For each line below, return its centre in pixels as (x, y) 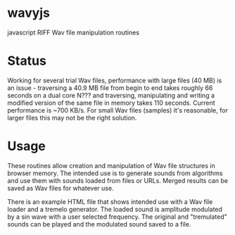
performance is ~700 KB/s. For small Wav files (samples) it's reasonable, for (118, 110)
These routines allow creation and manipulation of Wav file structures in (112, 165)
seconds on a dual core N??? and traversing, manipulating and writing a (111, 95)
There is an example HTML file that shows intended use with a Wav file (110, 201)
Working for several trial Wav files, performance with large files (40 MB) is (115, 80)
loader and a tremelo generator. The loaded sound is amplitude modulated (115, 209)
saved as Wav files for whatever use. (61, 188)
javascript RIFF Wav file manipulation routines (73, 32)
